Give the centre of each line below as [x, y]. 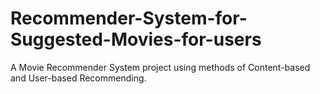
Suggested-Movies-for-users [136, 39]
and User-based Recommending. [78, 78]
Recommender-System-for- [129, 18]
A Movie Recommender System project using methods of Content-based [160, 67]
